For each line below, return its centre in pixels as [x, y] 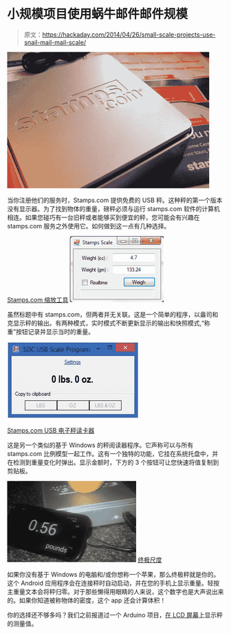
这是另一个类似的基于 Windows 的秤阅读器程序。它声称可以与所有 [100, 445]
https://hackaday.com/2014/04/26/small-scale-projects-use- [129, 34]
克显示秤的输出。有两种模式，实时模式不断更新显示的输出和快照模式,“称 [109, 323]
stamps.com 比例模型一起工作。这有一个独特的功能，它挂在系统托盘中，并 [113, 453]
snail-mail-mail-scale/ [55, 42]
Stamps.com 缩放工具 [38, 299]
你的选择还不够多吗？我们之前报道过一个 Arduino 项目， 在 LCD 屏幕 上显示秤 [115, 615]
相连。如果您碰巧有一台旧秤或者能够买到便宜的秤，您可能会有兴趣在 [103, 217]
